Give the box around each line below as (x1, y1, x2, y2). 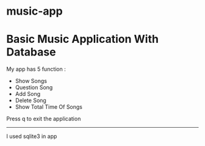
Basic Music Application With (6, 32, 159, 46)
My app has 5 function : (6, 65, 66, 73)
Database (6, 45, 56, 59)
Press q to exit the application (6, 115, 81, 123)
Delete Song (15, 97, 47, 104)
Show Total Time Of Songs (15, 103, 83, 111)
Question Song (15, 84, 53, 91)
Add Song (15, 90, 41, 98)
